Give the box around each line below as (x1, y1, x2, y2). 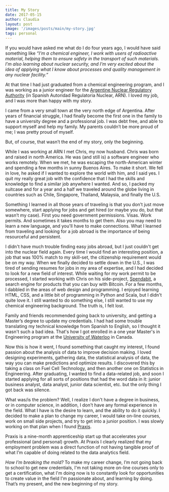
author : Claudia (5, 17, 39, 22)
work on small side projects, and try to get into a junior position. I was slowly (5, 418, 164, 424)
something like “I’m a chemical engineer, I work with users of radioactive (5, 50, 157, 56)
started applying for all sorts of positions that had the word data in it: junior (5, 376, 160, 382)
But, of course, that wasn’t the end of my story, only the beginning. (5, 139, 144, 145)
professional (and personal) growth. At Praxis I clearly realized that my (5, 439, 151, 444)
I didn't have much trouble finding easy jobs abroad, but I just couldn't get (5, 243, 159, 250)
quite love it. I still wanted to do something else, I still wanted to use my (5, 297, 153, 303)
